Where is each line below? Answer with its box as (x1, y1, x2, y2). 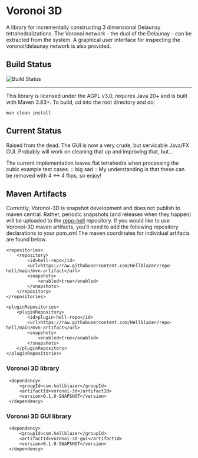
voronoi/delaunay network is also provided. (6, 42, 111, 50)
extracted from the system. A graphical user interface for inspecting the (6, 36, 181, 43)
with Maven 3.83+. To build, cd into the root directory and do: (6, 99, 156, 106)
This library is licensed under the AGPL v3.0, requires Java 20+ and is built (6, 92, 187, 99)
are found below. (6, 236, 47, 243)
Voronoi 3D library (6, 364, 60, 372)
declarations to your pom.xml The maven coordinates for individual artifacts (6, 230, 190, 237)
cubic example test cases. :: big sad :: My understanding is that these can (6, 165, 185, 172)
